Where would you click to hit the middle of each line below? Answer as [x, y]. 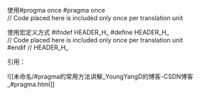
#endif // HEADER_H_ [38, 47]
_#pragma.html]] [31, 84]
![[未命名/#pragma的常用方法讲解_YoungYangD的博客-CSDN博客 [100, 76]
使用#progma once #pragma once [56, 10]
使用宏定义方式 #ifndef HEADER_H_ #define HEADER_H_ [88, 32]
